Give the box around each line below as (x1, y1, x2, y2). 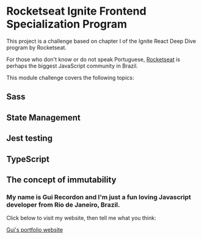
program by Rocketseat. (6, 44, 67, 51)
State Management (6, 112, 81, 123)
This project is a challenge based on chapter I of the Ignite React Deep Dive (6, 37, 197, 45)
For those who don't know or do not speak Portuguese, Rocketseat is (6, 55, 181, 63)
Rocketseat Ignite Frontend (6, 4, 146, 18)
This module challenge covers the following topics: (6, 74, 134, 81)
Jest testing (6, 133, 53, 144)
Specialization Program (6, 17, 128, 31)
